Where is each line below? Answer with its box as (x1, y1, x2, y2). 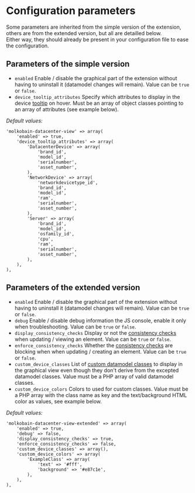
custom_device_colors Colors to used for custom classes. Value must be (14, 385, 189, 392)
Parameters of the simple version (6, 59, 130, 69)
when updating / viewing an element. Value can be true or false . (14, 335, 172, 343)
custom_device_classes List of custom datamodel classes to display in (14, 360, 183, 367)
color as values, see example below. (14, 398, 102, 405)
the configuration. (6, 42, 49, 49)
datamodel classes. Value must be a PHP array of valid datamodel (14, 373, 174, 380)
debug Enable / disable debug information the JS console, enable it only (14, 317, 186, 324)
